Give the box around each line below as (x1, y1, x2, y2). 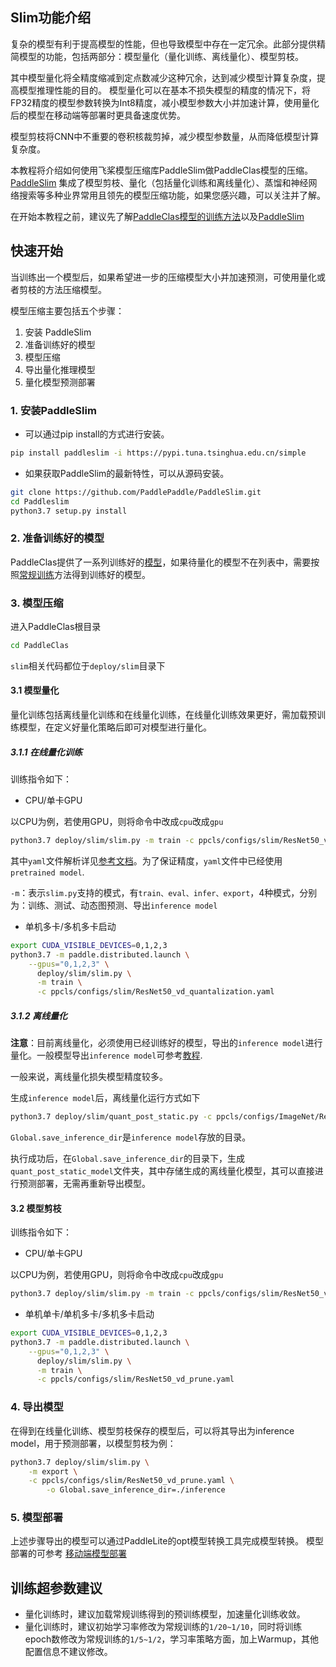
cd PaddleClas (10, 641, 70, 651)
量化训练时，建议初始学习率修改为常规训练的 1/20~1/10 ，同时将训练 (24, 1621, 303, 1633)
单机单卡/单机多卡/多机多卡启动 (24, 1308, 155, 1320)
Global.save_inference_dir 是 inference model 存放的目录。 (10, 1131, 252, 1143)
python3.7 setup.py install (10, 506, 128, 516)
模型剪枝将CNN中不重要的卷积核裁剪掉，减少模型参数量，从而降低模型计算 (10, 130, 320, 142)
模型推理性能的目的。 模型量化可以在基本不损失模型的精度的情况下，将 (18, 84, 311, 96)
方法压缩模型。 (44, 283, 107, 295)
